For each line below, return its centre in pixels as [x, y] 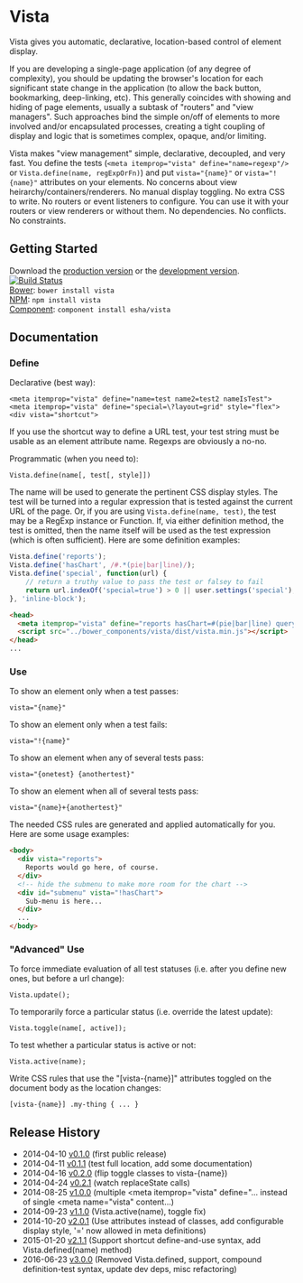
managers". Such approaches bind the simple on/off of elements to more [145, 116]
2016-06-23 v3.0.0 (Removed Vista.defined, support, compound [142, 1260]
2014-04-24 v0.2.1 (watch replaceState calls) [106, 1183]
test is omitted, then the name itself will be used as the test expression [140, 531]
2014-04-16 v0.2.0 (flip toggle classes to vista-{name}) [125, 1173]
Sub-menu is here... [64, 901]
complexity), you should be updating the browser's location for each [137, 78]
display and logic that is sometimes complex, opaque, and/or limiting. [138, 135]
